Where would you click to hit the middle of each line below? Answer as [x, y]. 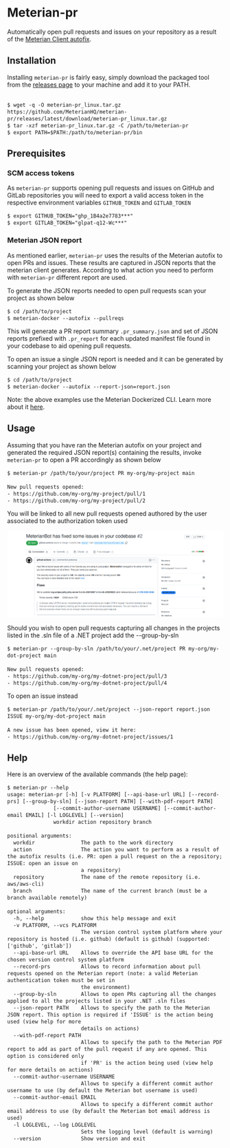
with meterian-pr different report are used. [67, 277]
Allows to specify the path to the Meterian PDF [152, 1043]
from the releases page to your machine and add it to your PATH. [99, 85]
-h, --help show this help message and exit [95, 919]
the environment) [105, 988]
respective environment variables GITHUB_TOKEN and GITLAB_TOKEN [99, 203]
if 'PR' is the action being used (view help [147, 1063]
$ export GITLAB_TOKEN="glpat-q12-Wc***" [67, 223]
